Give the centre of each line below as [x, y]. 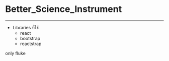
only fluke [16, 53]
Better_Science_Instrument [64, 9]
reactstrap [31, 44]
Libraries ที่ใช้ [25, 27]
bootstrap [30, 38]
